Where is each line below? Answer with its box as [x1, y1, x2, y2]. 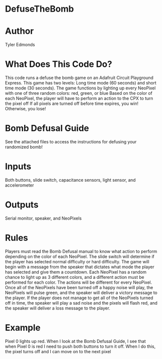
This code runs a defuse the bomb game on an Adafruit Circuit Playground [5, 75, 154, 81]
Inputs [5, 161, 31, 172]
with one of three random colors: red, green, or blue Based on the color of [5, 90, 152, 96]
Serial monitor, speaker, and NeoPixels [5, 215, 82, 221]
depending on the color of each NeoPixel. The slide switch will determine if [5, 254, 155, 259]
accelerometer [5, 182, 34, 188]
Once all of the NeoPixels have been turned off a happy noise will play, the [5, 284, 153, 290]
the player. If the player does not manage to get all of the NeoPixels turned [5, 295, 153, 301]
